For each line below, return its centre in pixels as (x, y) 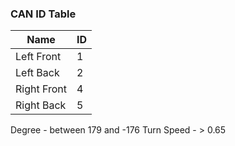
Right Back (41, 105)
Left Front (38, 57)
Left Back (37, 73)
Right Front (41, 89)
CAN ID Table (43, 14)
